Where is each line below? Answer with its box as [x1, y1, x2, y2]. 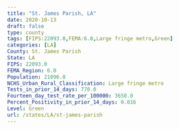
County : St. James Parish [7, 48, 81, 55]
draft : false [7, 23, 45, 29]
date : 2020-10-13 [7, 16, 57, 23]
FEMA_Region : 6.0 [7, 67, 57, 74]
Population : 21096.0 [7, 73, 67, 81]
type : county [7, 29, 45, 36]
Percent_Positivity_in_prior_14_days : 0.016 [7, 99, 136, 106]
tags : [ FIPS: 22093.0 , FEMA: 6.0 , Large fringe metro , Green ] [7, 35, 174, 42]
